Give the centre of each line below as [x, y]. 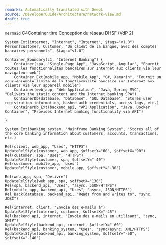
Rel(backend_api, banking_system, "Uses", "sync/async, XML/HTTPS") [78, 229]
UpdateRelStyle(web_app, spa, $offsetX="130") [54, 181]
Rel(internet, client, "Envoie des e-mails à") [55, 207]
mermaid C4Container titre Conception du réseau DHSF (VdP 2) [69, 33]
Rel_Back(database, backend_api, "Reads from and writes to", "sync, [79, 194]
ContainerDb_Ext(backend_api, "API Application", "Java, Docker [82, 107]
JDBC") [12, 199]
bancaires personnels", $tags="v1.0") [45, 51]
